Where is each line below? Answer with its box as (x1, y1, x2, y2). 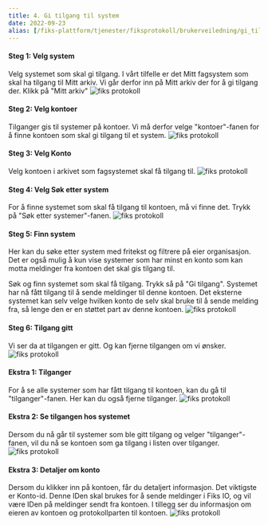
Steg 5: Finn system (8, 229, 76, 239)
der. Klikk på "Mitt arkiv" (8, 85, 89, 96)
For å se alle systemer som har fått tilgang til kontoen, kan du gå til (8, 385, 227, 395)
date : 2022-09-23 (8, 19, 66, 27)
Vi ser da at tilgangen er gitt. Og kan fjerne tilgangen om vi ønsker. (8, 341, 227, 350)
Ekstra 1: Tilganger (8, 368, 72, 377)
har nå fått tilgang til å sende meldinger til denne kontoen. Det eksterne (8, 288, 242, 298)
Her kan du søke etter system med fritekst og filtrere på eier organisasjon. (8, 247, 251, 256)
